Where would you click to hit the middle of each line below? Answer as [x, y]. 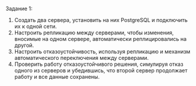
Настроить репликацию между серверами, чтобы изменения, [94, 33]
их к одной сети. [36, 26]
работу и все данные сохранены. [57, 77]
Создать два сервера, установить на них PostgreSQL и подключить [101, 20]
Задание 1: [19, 9]
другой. [24, 45]
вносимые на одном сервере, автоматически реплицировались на [100, 39]
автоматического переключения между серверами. [82, 58]
